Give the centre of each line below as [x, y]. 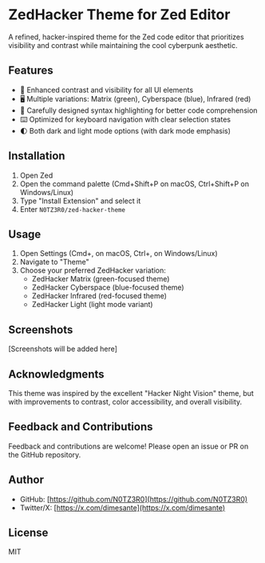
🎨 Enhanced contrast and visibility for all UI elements [107, 90]
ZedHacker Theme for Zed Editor [119, 15]
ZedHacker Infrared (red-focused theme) [99, 296]
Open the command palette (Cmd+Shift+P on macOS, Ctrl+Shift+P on [134, 184]
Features [31, 71]
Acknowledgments [57, 374]
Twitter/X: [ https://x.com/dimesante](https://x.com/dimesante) [123, 507]
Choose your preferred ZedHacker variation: [93, 270]
